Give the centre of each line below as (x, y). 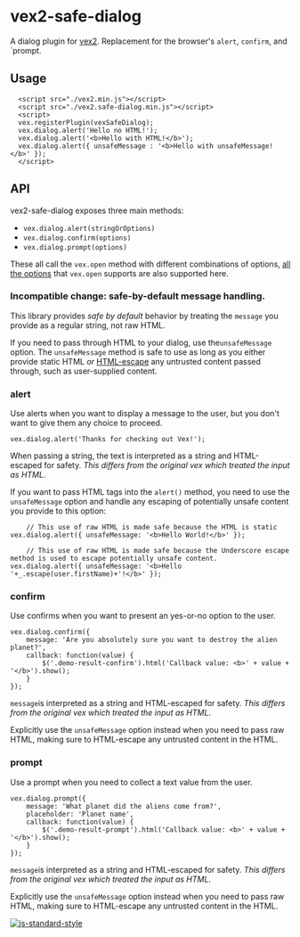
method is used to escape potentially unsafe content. (114, 559)
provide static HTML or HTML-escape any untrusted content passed (136, 361)
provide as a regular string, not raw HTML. (88, 325)
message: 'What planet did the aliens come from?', (124, 806)
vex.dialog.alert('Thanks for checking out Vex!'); (108, 440)
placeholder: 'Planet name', (80, 814)
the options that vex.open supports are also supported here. (120, 273)
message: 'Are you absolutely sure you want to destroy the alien (152, 640)
